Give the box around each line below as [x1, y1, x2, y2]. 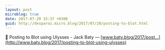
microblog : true [5, 12, 39, 17]
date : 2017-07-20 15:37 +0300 [5, 16, 68, 21]
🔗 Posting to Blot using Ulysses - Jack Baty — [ [5, 34, 103, 40]
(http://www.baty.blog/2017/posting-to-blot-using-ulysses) [5, 40, 127, 46]
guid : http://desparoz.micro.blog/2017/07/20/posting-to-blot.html [5, 21, 149, 26]
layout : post [5, 7, 32, 12]
